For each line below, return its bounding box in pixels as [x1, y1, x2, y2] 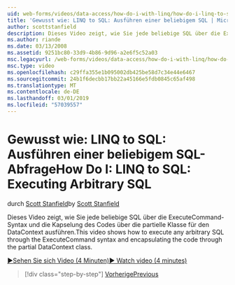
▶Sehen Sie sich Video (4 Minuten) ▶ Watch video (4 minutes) [7, 256, 187, 265]
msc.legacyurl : [7, 56, 52, 63]
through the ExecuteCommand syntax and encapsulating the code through [7, 235, 222, 244]
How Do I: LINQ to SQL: [55, 162, 191, 177]
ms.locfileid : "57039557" [7, 102, 83, 109]
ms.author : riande [7, 36, 61, 43]
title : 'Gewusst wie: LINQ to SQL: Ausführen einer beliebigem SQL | [7, 17, 215, 24]
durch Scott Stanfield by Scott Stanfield [7, 199, 120, 207]
